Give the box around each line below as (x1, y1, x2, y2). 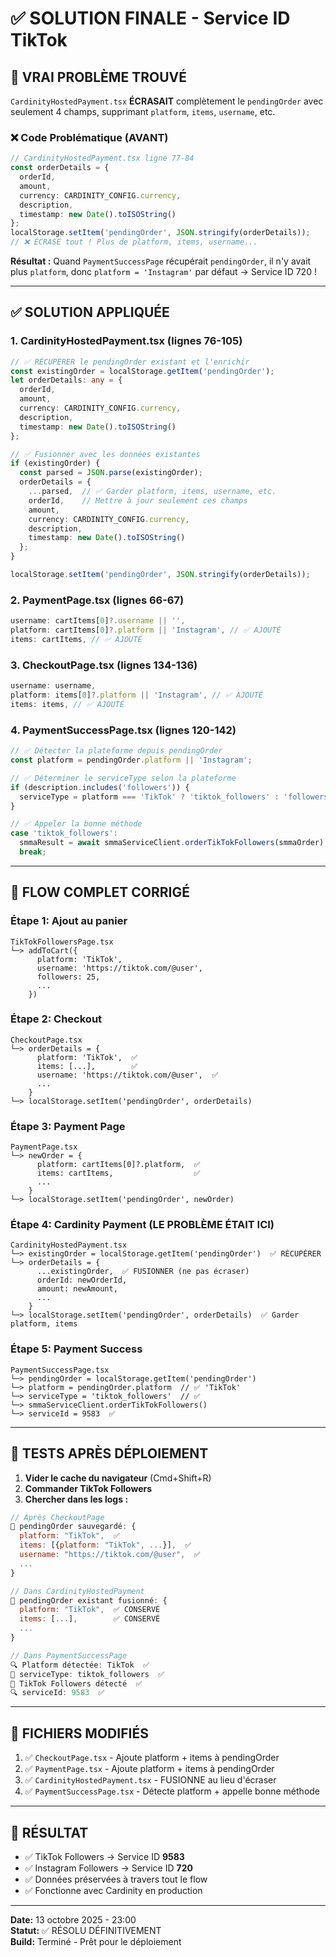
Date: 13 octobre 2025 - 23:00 (10, 1913, 137, 1926)
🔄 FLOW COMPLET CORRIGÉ (10, 884, 191, 901)
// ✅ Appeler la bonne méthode (10, 819, 143, 829)
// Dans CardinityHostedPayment (10, 1586, 145, 1596)
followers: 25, (36, 972, 101, 982)
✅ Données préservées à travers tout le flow (24, 1873, 208, 1885)
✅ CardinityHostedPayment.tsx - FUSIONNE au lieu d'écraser (24, 1774, 277, 1786)
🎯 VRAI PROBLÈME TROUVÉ (10, 68, 187, 86)
